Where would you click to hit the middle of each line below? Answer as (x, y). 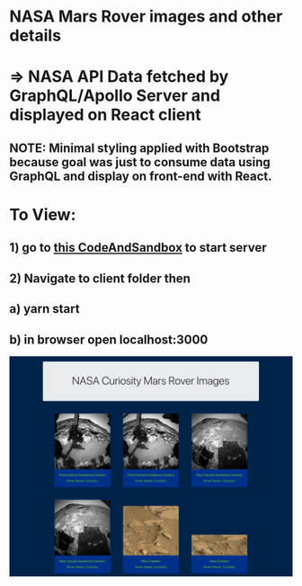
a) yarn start (44, 309)
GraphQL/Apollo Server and (115, 96)
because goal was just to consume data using (140, 162)
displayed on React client (106, 115)
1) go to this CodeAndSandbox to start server (138, 248)
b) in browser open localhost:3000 (109, 339)
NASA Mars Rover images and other (146, 17)
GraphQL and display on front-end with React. (141, 176)
